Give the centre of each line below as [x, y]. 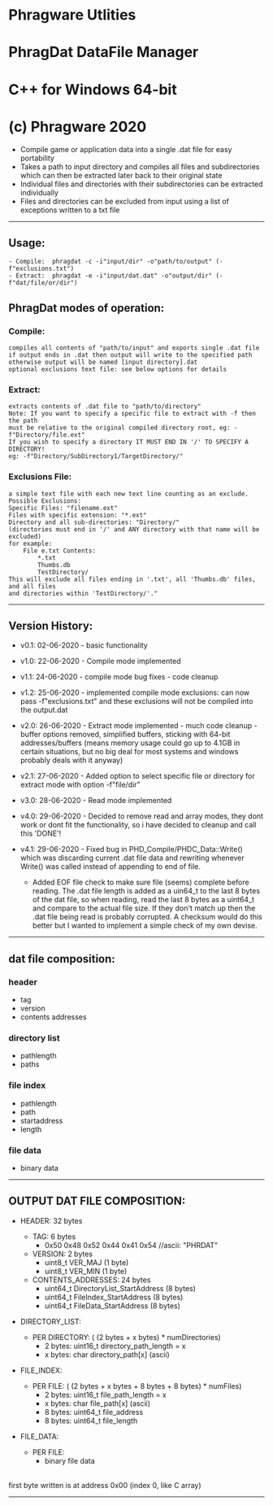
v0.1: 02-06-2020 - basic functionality [84, 645]
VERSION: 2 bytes [63, 1254]
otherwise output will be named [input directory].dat [103, 362]
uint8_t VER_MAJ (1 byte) [87, 1262]
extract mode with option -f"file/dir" [80, 785]
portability [37, 158]
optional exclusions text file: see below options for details [118, 369]
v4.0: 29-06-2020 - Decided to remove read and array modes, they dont [142, 816]
